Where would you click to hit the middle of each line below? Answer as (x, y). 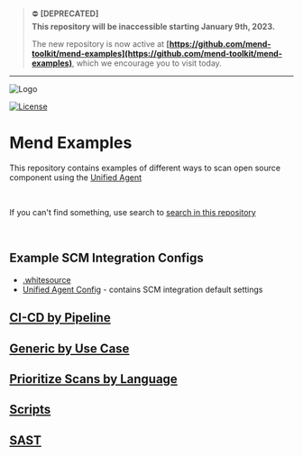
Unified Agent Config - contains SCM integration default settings (142, 289)
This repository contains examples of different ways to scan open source (145, 168)
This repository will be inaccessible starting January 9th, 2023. (153, 27)
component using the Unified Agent (76, 177)
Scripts (30, 410)
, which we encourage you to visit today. (147, 63)
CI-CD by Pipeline (60, 318)
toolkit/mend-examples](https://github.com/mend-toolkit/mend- (156, 54)
